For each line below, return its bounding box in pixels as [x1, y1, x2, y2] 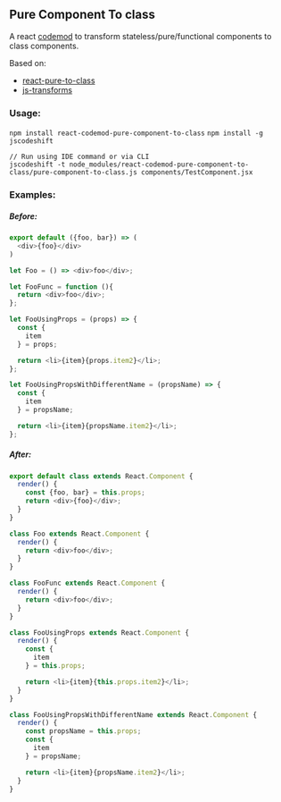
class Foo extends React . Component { [9, 529, 150, 538]
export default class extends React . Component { [9, 471, 194, 481]
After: [9, 449, 32, 460]
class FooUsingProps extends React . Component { [9, 628, 190, 637]
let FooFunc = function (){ [9, 282, 114, 291]
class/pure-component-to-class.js [9, 168, 138, 177]
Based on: [9, 57, 46, 68]
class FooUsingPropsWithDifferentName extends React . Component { [9, 710, 257, 719]
